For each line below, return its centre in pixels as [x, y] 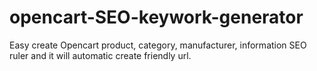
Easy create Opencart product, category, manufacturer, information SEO [158, 45]
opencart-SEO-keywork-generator [156, 17]
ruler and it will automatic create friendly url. [100, 55]
